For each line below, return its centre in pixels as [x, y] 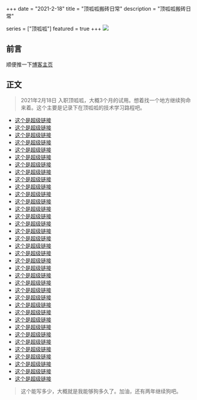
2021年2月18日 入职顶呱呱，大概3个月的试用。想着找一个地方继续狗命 [106, 100]
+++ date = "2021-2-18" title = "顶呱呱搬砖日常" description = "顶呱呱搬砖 [96, 9]
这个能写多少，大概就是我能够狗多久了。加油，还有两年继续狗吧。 [101, 391]
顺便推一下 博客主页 [30, 64]
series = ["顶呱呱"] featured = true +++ [54, 29]
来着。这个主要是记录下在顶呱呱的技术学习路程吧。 [83, 108]
